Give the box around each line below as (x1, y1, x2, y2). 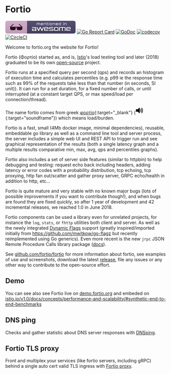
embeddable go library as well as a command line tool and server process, (5, 130, 162, 136)
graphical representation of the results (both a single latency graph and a (5, 141, 159, 147)
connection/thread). (5, 96, 47, 103)
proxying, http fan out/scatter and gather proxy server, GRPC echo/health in (5, 172, 165, 179)
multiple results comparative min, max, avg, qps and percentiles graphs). (5, 146, 159, 153)
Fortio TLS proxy (5, 344, 59, 353)
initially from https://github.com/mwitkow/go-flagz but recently (5, 230, 138, 236)
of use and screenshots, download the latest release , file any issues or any (5, 256, 162, 262)
